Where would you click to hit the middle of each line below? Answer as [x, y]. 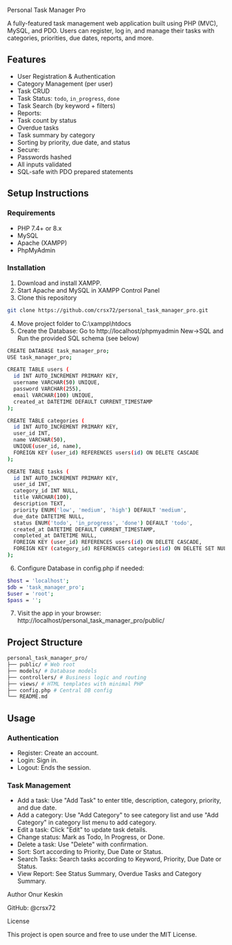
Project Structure [45, 642]
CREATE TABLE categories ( [46, 420]
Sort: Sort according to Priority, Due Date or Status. [90, 852]
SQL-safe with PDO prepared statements [75, 171]
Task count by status [47, 120]
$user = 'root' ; [30, 594]
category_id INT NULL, [46, 491]
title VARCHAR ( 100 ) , [43, 497]
